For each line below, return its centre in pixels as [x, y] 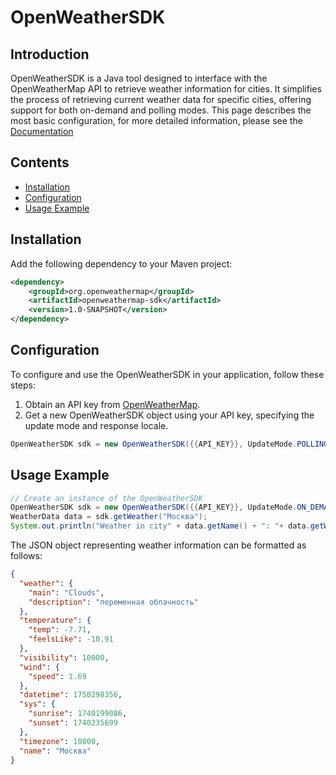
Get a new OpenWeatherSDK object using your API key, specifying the [169, 415]
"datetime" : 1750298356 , [71, 695]
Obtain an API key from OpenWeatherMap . [112, 404]
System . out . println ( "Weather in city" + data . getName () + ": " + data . [160, 526]
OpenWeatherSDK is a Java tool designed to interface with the [139, 78]
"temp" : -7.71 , [60, 630]
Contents [40, 162]
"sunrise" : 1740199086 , [78, 714]
